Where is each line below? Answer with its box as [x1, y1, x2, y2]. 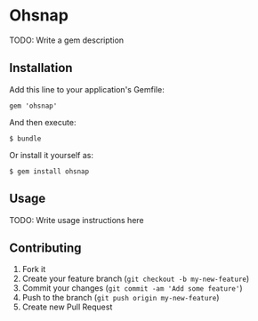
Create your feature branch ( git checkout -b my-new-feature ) [21, 273, 250, 285]
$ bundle [9, 134, 42, 143]
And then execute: [9, 116, 77, 127]
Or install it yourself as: [9, 149, 93, 160]
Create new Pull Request [21, 301, 113, 312]
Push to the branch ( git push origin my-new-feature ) [21, 293, 220, 303]
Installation [9, 60, 73, 76]
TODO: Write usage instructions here [9, 214, 144, 225]
